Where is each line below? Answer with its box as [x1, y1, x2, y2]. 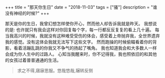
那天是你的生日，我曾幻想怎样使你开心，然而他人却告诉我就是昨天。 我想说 [5, 21, 157, 26]
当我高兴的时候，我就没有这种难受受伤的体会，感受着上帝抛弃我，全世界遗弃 [5, 33, 160, 39]
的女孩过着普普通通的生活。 [5, 58, 61, 63]
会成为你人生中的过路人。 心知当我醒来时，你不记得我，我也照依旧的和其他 [5, 51, 157, 57]
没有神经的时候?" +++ [5, 10, 50, 16]
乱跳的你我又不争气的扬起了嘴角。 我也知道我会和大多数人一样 [30, 45, 157, 51]
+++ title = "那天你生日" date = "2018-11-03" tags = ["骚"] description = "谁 [5, 4, 158, 10]
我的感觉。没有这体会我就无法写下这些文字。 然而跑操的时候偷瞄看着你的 [5, 39, 153, 45]
